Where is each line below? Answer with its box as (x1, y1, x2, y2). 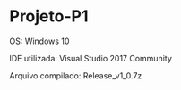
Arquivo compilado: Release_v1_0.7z (9, 70, 142, 81)
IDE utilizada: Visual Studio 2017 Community (9, 53, 173, 63)
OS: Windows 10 (9, 36, 70, 46)
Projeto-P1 (9, 6, 89, 27)
